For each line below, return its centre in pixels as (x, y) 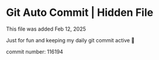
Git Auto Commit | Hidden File (80, 13)
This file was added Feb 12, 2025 (46, 29)
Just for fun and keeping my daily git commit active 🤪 (70, 40)
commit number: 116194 (35, 51)
